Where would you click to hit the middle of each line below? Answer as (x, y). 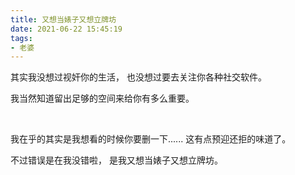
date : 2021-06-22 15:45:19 (66, 29)
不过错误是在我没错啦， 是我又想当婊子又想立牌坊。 (116, 160)
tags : (21, 38)
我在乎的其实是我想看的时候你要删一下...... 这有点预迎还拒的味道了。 (151, 139)
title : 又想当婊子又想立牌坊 (63, 19)
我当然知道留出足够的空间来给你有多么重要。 (102, 98)
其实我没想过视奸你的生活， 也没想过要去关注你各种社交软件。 (138, 77)
